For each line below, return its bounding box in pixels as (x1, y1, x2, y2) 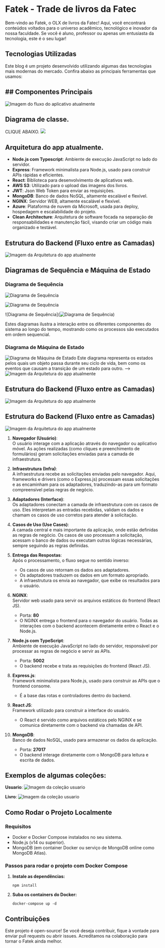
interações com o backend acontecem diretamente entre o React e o (19, 623, 159, 629)
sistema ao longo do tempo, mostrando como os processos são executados (5, 326, 159, 332)
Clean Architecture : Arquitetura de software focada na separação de (12, 214, 154, 220)
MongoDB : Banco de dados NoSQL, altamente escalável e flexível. (12, 193, 148, 199)
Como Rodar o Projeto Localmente (5, 808, 112, 817)
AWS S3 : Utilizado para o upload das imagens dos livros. (12, 183, 128, 189)
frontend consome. (12, 683, 51, 689)
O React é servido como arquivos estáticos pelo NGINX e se (19, 717, 142, 723)
